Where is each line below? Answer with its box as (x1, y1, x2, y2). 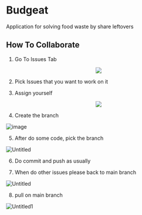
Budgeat (6, 4, 49, 17)
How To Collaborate (6, 40, 80, 50)
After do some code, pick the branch (14, 135, 104, 142)
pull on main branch (14, 192, 63, 199)
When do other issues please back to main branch (14, 169, 137, 176)
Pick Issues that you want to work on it (14, 78, 109, 85)
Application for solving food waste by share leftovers (6, 23, 134, 30)
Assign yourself (14, 89, 53, 96)
